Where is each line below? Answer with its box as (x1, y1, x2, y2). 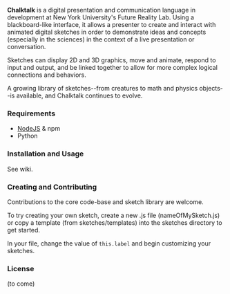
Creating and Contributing (7, 182, 97, 192)
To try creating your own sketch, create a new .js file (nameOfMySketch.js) (7, 211, 220, 219)
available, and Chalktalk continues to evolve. (16, 91, 143, 100)
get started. (7, 226, 40, 234)
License (7, 264, 35, 273)
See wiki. (7, 165, 33, 173)
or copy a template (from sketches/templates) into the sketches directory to (7, 218, 222, 227)
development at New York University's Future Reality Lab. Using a (7, 13, 195, 21)
